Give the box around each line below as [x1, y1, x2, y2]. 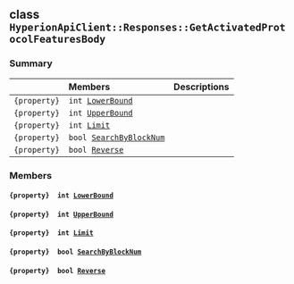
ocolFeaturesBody [9, 33, 105, 46]
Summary [9, 57, 54, 70]
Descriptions [173, 80, 230, 93]
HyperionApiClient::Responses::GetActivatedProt [9, 21, 286, 34]
